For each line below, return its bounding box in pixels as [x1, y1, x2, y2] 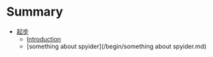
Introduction [26, 35, 62, 43]
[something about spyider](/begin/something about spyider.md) [26, 42, 207, 50]
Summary [6, 4, 63, 20]
